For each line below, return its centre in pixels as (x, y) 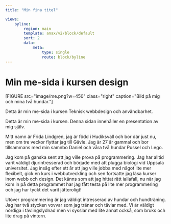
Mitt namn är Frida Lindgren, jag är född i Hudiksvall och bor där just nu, (81, 137)
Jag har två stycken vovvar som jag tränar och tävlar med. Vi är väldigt (80, 205)
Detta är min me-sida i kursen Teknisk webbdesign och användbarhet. (79, 111)
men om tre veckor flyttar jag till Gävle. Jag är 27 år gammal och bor (77, 142)
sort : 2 (32, 38)
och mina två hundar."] (29, 102)
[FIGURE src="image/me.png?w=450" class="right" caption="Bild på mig (82, 96)
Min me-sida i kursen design (67, 82)
